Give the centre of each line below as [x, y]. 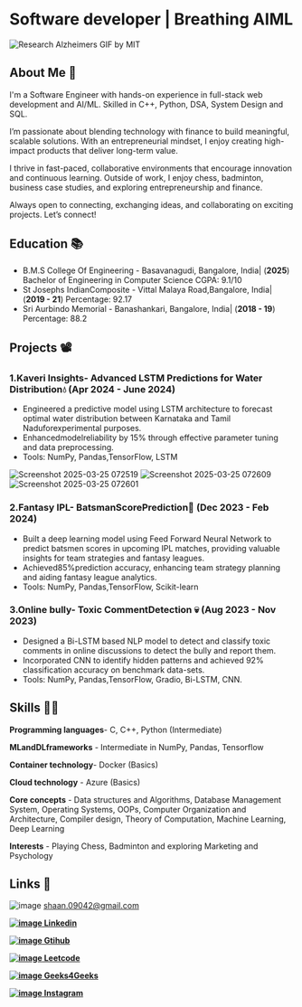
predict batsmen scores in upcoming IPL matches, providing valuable [151, 548]
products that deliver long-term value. [107, 150]
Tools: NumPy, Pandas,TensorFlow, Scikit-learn [110, 587]
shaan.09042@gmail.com [92, 906]
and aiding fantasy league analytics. [90, 577]
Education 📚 [47, 244]
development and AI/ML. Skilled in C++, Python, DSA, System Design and [146, 104]
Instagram [64, 993]
